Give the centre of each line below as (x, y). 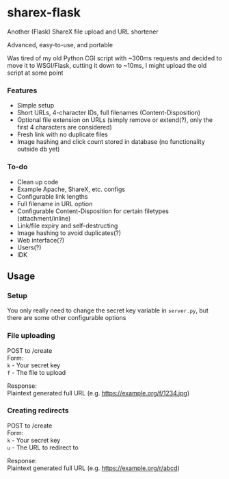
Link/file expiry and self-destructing (67, 225)
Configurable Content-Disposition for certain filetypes (93, 211)
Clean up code (38, 182)
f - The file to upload (37, 372)
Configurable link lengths (52, 196)
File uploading (31, 336)
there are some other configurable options (67, 318)
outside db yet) (38, 149)
